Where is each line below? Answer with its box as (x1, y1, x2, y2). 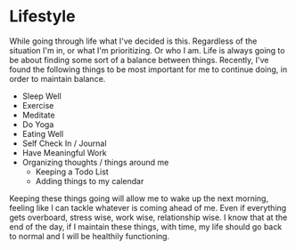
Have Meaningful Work (21, 147, 107, 157)
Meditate (21, 109, 55, 120)
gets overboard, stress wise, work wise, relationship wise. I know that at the (9, 212, 288, 222)
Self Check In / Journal (21, 138, 107, 149)
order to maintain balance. (9, 73, 106, 84)
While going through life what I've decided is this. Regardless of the (9, 36, 258, 46)
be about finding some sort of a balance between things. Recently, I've (9, 54, 269, 65)
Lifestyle (9, 6, 76, 27)
